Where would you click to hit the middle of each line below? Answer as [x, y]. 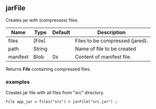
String [40, 49]
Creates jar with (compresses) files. [42, 20]
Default [61, 32]
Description [112, 32]
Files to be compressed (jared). [112, 41]
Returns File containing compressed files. [48, 69]
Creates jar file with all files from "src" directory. [55, 93]
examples [18, 82]
